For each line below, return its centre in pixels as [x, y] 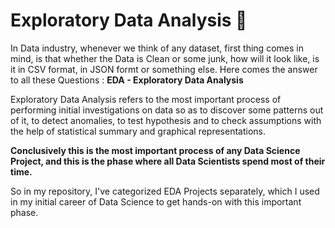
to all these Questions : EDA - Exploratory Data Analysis [127, 80]
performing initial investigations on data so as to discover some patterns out [167, 110]
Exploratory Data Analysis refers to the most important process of [146, 99]
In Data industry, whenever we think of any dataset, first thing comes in [157, 48]
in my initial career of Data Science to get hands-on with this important [156, 201]
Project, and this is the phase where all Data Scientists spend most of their [168, 161]
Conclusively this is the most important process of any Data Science [155, 150]
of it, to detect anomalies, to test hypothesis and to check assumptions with [166, 120]
